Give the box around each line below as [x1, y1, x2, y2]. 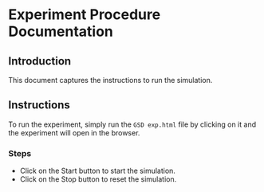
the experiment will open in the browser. [8, 127, 140, 137]
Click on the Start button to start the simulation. [19, 166, 175, 176]
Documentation [8, 22, 114, 41]
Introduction [8, 54, 72, 68]
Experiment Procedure [8, 6, 161, 24]
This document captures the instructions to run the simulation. [8, 76, 213, 84]
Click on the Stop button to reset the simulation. [19, 174, 177, 184]
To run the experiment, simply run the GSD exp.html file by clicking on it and [8, 120, 257, 129]
